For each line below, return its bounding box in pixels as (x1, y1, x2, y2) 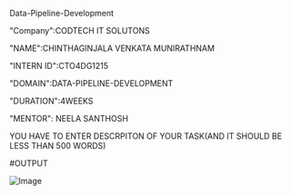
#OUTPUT (9, 158, 48, 169)
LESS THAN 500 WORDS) (9, 141, 106, 151)
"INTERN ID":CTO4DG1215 (9, 61, 109, 71)
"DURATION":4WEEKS (9, 95, 94, 106)
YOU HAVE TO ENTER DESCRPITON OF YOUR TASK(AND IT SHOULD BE (9, 131, 283, 141)
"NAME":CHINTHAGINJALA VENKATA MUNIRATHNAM (9, 43, 216, 54)
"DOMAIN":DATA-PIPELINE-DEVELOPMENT (9, 78, 174, 89)
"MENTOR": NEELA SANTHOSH (9, 113, 129, 123)
